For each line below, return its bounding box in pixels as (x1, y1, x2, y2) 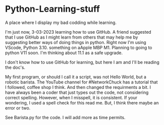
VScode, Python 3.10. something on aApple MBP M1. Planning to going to (5, 44, 153, 50)
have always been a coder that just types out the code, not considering (5, 89, 149, 95)
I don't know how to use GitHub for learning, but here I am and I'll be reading (5, 59, 160, 65)
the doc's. (5, 64, 25, 70)
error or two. (5, 105, 31, 111)
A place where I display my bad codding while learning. (5, 20, 117, 25)
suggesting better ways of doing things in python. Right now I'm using (5, 39, 146, 45)
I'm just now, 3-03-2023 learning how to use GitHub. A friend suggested (5, 29, 152, 35)
